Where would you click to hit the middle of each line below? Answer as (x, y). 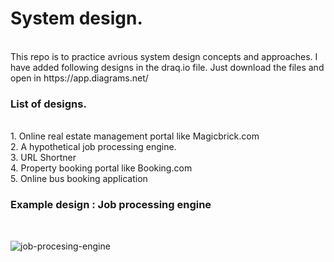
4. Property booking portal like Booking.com (101, 168)
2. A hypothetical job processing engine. (93, 147)
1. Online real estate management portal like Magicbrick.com (135, 136)
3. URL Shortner (43, 158)
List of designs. (48, 104)
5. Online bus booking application (79, 179)
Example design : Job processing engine (111, 205)
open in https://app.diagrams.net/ (79, 78)
